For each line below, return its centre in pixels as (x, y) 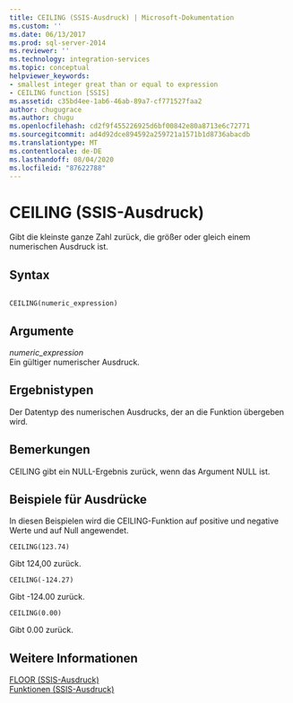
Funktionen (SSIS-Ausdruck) (62, 690)
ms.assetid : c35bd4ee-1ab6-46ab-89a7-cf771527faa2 (106, 101)
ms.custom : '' (36, 26)
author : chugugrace (46, 110)
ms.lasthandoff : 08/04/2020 (62, 159)
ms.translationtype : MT (54, 143)
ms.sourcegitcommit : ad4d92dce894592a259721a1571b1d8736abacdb (130, 135)
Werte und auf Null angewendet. (69, 531)
